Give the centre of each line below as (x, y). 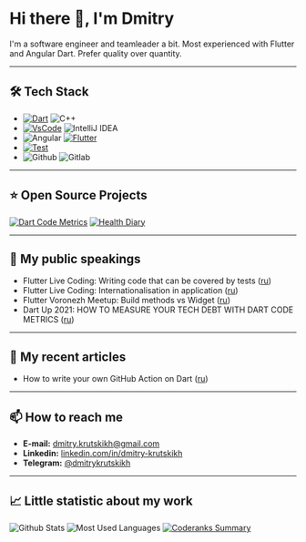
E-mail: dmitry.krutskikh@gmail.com (91, 444)
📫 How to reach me (66, 417)
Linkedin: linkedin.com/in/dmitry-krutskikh (102, 453)
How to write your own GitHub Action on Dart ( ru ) (115, 379)
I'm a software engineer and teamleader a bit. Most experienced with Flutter (152, 44)
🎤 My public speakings (75, 259)
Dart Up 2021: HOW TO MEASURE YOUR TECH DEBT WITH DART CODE (158, 310)
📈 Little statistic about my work (101, 501)
